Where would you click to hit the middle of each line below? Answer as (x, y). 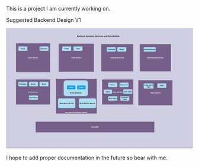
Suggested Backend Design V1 (44, 20)
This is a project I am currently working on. (58, 9)
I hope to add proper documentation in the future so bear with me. (87, 158)
